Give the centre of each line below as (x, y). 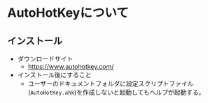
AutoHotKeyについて (68, 13)
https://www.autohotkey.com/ (71, 66)
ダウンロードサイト (45, 59)
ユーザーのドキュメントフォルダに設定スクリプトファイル (111, 84)
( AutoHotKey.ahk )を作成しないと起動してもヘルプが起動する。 (116, 92)
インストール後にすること (54, 75)
